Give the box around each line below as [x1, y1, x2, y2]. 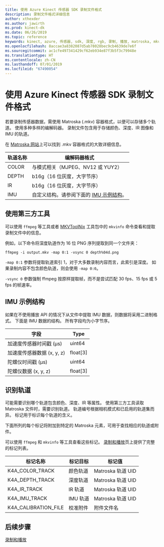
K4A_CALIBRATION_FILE [7, 504, 64, 511]
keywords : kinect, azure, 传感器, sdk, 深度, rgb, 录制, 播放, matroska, [5, 39, 152, 44]
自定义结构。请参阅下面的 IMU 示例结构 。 [32, 191, 127, 198]
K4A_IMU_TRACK [7, 495, 47, 502]
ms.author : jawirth [5, 21, 45, 26]
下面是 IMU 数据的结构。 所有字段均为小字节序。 [14, 318, 112, 324]
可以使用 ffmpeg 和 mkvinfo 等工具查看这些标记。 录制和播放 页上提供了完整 [5, 439, 155, 445]
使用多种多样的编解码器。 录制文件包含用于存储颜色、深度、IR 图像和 [14, 125, 154, 131]
